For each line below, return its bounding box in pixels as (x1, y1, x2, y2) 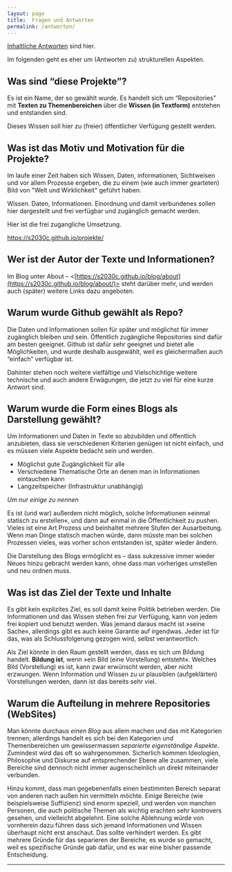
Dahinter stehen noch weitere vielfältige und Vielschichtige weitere (7, 368, 197, 376)
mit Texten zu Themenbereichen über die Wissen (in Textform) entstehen (7, 101, 221, 109)
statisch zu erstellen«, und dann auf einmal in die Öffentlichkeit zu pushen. (7, 517, 220, 525)
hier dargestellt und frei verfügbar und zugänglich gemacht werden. (7, 207, 201, 215)
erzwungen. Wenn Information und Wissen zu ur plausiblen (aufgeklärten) (7, 670, 217, 679)
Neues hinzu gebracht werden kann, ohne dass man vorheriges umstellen (7, 559, 217, 568)
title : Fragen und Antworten (7, 17, 95, 24)
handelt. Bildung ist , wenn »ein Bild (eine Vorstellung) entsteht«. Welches (7, 655, 217, 664)
